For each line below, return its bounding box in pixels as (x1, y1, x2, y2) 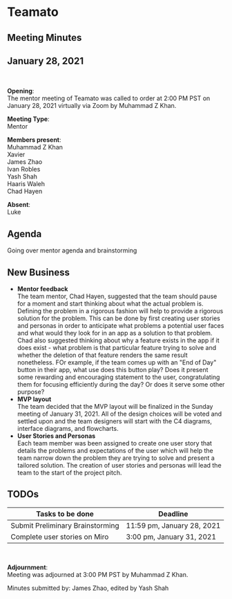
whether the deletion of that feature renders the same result (17, 351, 188, 360)
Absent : (7, 201, 31, 209)
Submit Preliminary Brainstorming (10, 520, 119, 530)
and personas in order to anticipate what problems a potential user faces (17, 322, 224, 330)
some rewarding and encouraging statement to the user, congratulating (17, 373, 220, 381)
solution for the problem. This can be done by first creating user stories (17, 314, 221, 322)
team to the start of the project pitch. (17, 468, 122, 477)
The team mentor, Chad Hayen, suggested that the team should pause (17, 292, 217, 301)
